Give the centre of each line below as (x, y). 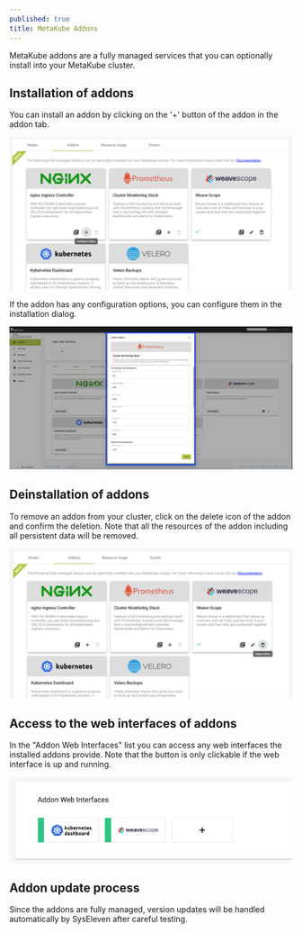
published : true (40, 19)
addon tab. (29, 124)
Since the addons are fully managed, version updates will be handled (137, 910)
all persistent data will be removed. (74, 535)
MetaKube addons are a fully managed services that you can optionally (141, 55)
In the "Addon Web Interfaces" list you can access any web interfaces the (146, 745)
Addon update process (75, 888)
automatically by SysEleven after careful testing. (98, 919)
